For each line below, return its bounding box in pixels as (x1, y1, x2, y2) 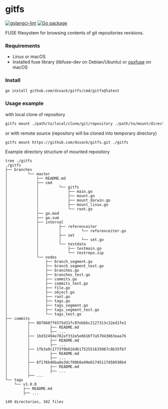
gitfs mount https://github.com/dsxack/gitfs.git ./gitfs (5, 140, 128, 145)
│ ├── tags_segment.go (5, 303, 88, 308)
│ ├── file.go (5, 285, 70, 291)
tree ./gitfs (5, 159, 32, 164)
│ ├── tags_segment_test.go (5, 307, 99, 312)
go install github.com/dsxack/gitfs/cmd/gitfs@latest (5, 88, 120, 93)
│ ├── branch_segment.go (5, 259, 93, 264)
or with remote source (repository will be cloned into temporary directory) (5, 130, 157, 136)
